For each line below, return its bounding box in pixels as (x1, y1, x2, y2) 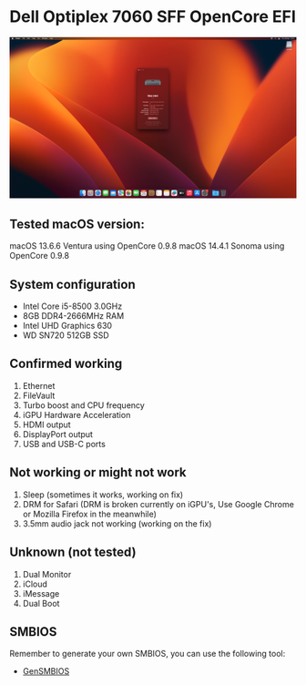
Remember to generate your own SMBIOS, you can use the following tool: (9, 649, 286, 659)
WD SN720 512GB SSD (22, 330, 109, 341)
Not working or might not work (9, 465, 187, 480)
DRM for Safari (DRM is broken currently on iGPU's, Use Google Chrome (22, 498, 294, 509)
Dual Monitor (22, 568, 72, 579)
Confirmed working (9, 356, 123, 372)
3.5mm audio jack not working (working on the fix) (22, 517, 212, 529)
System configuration (9, 276, 136, 292)
